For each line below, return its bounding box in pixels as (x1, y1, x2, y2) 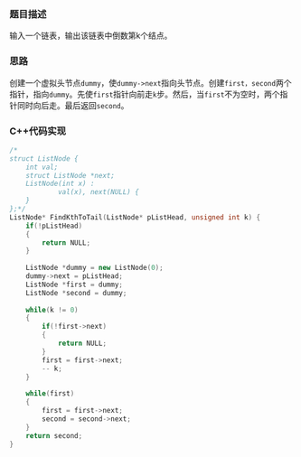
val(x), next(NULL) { (57, 188, 140, 197)
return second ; (25, 431, 83, 440)
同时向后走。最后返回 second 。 (16, 99, 129, 110)
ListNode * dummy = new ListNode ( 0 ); (25, 264, 165, 273)
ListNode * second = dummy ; (25, 288, 127, 297)
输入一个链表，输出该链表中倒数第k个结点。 (9, 30, 173, 42)
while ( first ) (25, 389, 75, 398)
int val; (25, 163, 59, 172)
